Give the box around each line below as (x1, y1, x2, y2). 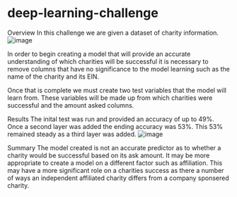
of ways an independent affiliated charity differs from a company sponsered (7, 174, 230, 182)
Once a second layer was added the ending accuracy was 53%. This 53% (7, 122, 223, 130)
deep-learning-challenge (7, 5, 159, 21)
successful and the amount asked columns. (7, 101, 134, 109)
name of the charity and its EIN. (7, 72, 100, 81)
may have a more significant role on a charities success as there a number (7, 166, 224, 174)
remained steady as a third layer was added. (7, 130, 137, 138)
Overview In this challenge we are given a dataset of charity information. (7, 28, 219, 37)
